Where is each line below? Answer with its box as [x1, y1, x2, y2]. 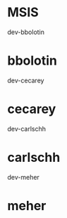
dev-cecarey [7, 76, 44, 85]
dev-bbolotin [7, 28, 44, 36]
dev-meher [7, 173, 40, 181]
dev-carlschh [7, 124, 47, 133]
